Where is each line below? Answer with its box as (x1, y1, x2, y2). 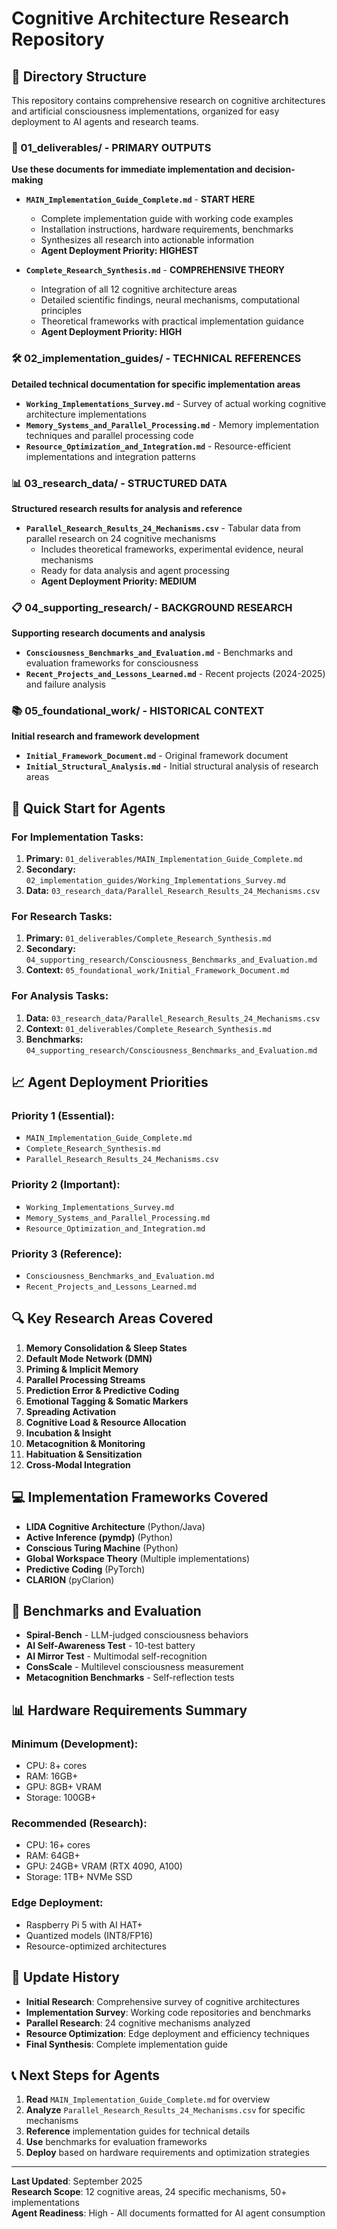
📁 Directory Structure (11, 68, 148, 85)
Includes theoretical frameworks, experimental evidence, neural (40, 543, 304, 555)
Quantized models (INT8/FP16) (25, 1929, 154, 1941)
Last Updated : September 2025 (11, 2175, 143, 2187)
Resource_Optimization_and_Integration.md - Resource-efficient (25, 440, 291, 452)
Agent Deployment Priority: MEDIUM (40, 575, 197, 587)
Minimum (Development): (11, 1737, 139, 1751)
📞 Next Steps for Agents (11, 2067, 160, 2084)
